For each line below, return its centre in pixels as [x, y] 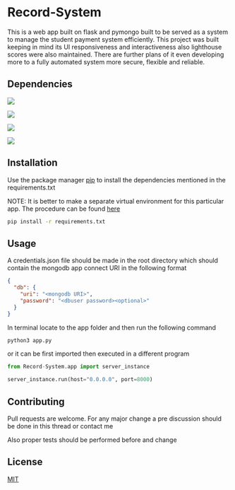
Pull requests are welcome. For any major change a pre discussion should [115, 419]
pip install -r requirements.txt [56, 221]
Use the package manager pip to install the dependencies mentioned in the [116, 180]
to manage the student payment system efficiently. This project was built [113, 39]
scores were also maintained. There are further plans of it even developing [116, 54]
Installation [32, 163]
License [25, 462]
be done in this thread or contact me [60, 426]
